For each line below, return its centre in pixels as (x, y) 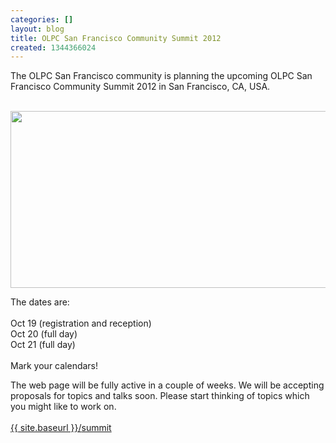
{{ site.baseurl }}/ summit (61, 428)
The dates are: (40, 302)
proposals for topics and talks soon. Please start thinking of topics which (160, 396)
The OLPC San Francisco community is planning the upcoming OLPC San (161, 76)
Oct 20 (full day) (44, 334)
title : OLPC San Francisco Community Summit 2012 (116, 38)
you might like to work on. (63, 407)
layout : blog (37, 29)
